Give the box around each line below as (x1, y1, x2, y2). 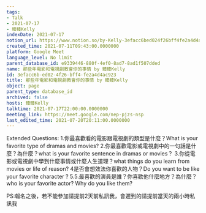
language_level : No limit (6, 54, 72, 61)
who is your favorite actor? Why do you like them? (6, 180, 133, 187)
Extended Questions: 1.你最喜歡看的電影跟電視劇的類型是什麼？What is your (6, 135, 198, 142)
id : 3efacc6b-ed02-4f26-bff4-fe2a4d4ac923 (6, 72, 116, 78)
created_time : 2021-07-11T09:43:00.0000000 (6, 43, 120, 50)
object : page (6, 83, 40, 89)
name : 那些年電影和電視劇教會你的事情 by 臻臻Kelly (6, 65, 126, 72)
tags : (6, 9, 20, 15)
